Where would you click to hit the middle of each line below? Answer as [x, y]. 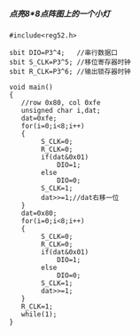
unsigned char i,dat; [61, 110]
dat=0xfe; [39, 118]
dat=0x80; [39, 213]
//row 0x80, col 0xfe [61, 102]
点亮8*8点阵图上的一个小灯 [60, 13]
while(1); [39, 314]
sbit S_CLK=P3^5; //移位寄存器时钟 [70, 62]
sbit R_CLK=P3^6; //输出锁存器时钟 [70, 71]
